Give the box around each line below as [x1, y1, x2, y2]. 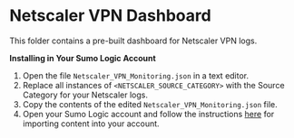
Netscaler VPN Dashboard [9, 5, 211, 26]
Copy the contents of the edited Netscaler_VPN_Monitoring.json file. [22, 98, 279, 109]
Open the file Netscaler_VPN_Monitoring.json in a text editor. [22, 69, 250, 81]
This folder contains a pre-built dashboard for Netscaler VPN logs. [9, 35, 258, 46]
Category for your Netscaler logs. [22, 89, 148, 100]
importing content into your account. [22, 118, 161, 129]
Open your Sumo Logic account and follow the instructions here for [22, 108, 275, 119]
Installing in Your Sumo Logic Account [9, 52, 156, 63]
